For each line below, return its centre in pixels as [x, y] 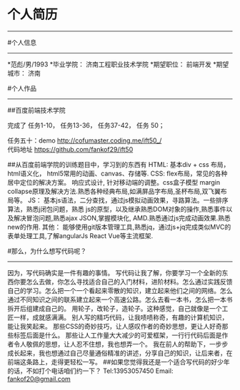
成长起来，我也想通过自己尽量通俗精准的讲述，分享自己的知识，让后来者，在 [120, 353]
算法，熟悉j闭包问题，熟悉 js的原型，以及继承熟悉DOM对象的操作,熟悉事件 [117, 209]
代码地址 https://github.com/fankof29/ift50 [70, 149]
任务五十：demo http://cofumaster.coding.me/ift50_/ [85, 140]
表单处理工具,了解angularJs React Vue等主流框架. [80, 235]
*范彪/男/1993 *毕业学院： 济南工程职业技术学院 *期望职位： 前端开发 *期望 [118, 64]
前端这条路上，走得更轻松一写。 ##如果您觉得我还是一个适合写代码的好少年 [119, 361]
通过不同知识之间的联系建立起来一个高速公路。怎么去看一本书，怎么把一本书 [120, 299]
